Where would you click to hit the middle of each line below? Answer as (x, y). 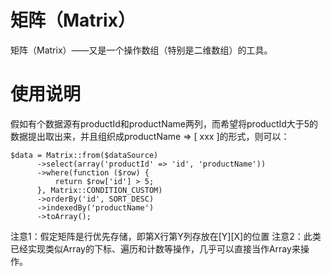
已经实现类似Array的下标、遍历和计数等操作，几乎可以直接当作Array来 (155, 248)
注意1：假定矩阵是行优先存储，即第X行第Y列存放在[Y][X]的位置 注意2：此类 (166, 236)
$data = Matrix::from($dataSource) (84, 155)
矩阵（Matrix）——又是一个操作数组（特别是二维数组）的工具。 (141, 50)
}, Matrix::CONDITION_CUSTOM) (99, 190)
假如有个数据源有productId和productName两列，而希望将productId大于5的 (164, 123)
